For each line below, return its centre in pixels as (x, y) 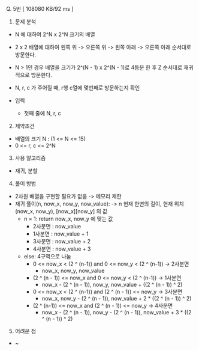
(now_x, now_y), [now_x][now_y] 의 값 (61, 211)
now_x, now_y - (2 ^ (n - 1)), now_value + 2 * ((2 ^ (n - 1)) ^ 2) (117, 298)
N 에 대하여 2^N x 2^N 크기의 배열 (55, 34)
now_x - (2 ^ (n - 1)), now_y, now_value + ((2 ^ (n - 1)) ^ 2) (112, 285)
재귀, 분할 (26, 171)
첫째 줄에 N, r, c (42, 113)
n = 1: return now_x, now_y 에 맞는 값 (68, 219)
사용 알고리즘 (30, 158)
